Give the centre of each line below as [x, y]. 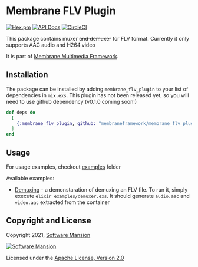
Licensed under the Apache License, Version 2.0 [65, 258]
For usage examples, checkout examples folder [64, 167]
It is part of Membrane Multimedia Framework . [62, 56]
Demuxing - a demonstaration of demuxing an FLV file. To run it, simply [101, 189]
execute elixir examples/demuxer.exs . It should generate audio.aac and [102, 196]
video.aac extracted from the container [62, 202]
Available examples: [30, 178]
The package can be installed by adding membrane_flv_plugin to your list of [97, 89]
